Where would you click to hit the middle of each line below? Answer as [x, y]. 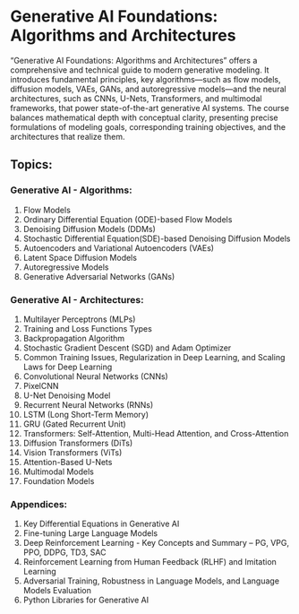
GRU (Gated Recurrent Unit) [74, 424]
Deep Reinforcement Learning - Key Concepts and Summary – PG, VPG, [156, 543]
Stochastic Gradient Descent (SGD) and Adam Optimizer [127, 348]
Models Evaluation [57, 591]
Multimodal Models [59, 471]
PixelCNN [41, 385]
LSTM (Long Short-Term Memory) [86, 414]
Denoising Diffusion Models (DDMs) [89, 229]
